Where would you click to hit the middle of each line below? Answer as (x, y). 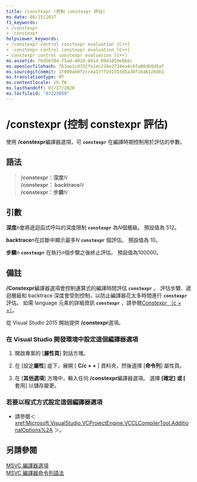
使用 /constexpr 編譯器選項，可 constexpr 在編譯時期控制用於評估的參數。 (96, 142)
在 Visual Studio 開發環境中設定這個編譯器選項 (72, 340)
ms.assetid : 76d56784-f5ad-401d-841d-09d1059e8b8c (69, 61)
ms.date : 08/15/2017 (31, 17)
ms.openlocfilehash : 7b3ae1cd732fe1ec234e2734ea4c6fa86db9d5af (85, 66)
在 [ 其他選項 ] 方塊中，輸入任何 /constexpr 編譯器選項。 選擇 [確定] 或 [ (100, 378)
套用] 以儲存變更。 (37, 386)
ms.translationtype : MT (35, 77)
